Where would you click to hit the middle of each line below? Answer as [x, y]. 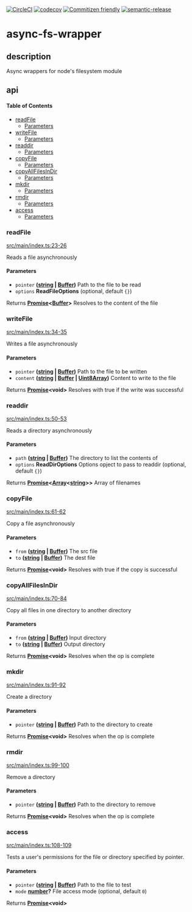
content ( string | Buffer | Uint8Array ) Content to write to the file [96, 378]
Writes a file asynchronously [42, 344]
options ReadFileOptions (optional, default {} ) [73, 291]
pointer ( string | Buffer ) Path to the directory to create [84, 724]
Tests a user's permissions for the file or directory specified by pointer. [95, 857]
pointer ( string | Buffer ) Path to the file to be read [78, 285]
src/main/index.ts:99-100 [38, 765]
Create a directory [29, 697]
